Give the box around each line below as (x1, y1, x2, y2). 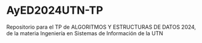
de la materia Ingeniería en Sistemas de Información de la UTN (6, 29, 163, 36)
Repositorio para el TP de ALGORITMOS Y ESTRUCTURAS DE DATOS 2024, (6, 23, 197, 30)
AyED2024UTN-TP (6, 4, 103, 17)
